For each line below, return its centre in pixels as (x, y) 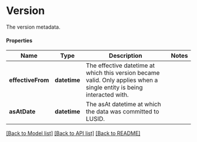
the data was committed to (123, 112)
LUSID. (96, 119)
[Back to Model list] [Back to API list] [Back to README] (73, 133)
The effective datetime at (120, 65)
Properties (19, 40)
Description (125, 56)
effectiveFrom (29, 80)
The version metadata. (33, 27)
